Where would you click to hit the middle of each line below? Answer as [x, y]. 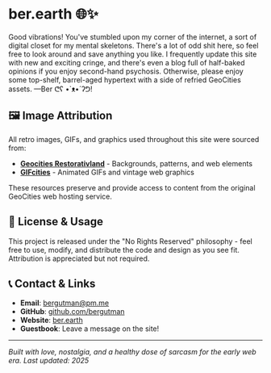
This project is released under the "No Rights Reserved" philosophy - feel [130, 241]
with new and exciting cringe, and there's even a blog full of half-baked [127, 62]
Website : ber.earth [51, 321]
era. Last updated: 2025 [49, 361]
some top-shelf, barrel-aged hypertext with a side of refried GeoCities [125, 80]
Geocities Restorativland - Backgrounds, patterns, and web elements [136, 163]
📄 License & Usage [56, 222]
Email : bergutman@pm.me [65, 303]
